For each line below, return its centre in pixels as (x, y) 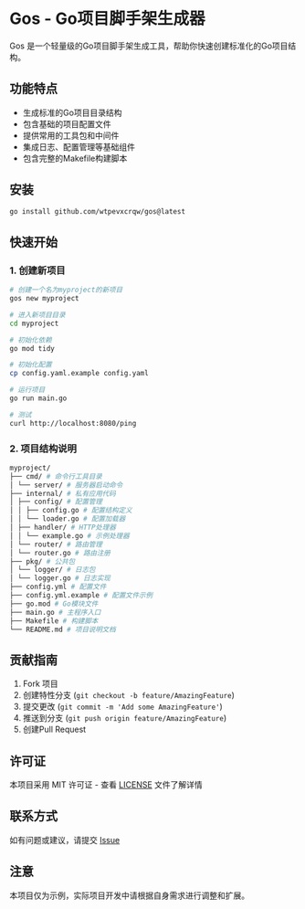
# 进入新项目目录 (37, 315)
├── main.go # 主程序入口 (55, 612)
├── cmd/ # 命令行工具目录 (56, 476)
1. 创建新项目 (37, 270)
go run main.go (38, 398)
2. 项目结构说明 (43, 449)
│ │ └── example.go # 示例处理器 (69, 535)
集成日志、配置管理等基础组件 (79, 146)
